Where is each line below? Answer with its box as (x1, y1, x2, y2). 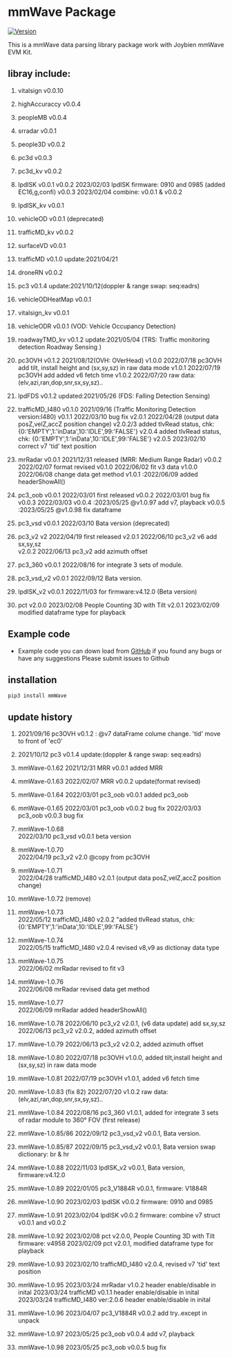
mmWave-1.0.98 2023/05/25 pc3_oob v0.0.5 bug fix (17, 1343, 167, 1352)
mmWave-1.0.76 (17, 978, 64, 986)
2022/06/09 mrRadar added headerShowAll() (17, 1006, 148, 1014)
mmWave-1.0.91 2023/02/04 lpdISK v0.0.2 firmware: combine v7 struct (17, 1211, 220, 1219)
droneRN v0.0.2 (17, 268, 63, 276)
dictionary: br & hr (17, 1150, 70, 1158)
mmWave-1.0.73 (17, 908, 64, 917)
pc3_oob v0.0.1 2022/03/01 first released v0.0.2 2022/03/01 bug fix (17, 491, 210, 499)
